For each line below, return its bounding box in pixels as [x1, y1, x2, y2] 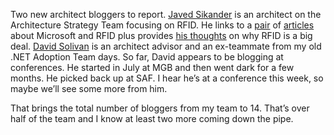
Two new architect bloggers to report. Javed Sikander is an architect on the [10, 9, 322, 20]
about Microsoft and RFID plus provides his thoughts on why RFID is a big [10, 30, 313, 41]
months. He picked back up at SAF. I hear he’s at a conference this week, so [10, 72, 324, 84]
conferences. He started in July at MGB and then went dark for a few [10, 62, 295, 73]
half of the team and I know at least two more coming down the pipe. [10, 113, 294, 124]
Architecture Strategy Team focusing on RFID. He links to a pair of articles [10, 19, 315, 31]
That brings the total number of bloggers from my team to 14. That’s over [10, 102, 310, 114]
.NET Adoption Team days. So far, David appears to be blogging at [10, 51, 284, 63]
